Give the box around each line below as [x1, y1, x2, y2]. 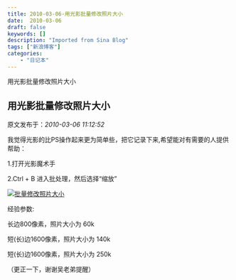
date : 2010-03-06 [7, 17, 62, 24]
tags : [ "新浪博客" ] [7, 43, 61, 50]
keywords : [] [7, 30, 46, 38]
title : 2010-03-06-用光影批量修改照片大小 [7, 10, 123, 18]
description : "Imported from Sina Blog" [7, 37, 129, 44]
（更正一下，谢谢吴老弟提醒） [7, 264, 95, 274]
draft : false [7, 23, 46, 31]
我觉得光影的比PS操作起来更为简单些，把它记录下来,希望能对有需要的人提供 [7, 135, 229, 144]
